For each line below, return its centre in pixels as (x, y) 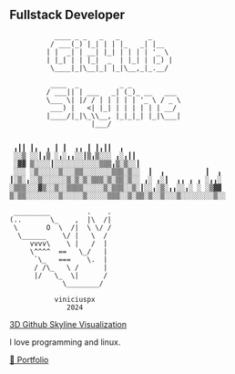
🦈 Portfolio (29, 359)
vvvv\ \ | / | (68, 244)
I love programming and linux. (65, 342)
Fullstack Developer (67, 15)
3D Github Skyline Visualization (68, 324)
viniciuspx (75, 299)
